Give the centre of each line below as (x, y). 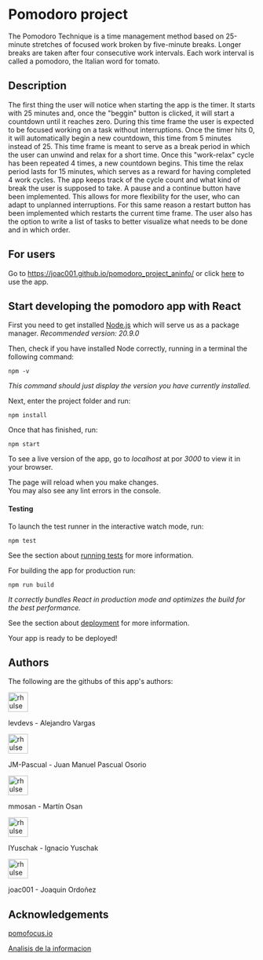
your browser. (31, 467)
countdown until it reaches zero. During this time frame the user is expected (131, 121)
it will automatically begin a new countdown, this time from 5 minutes (120, 138)
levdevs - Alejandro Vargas (52, 723)
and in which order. (39, 230)
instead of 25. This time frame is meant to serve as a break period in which (129, 146)
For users (32, 255)
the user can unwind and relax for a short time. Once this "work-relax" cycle (131, 155)
